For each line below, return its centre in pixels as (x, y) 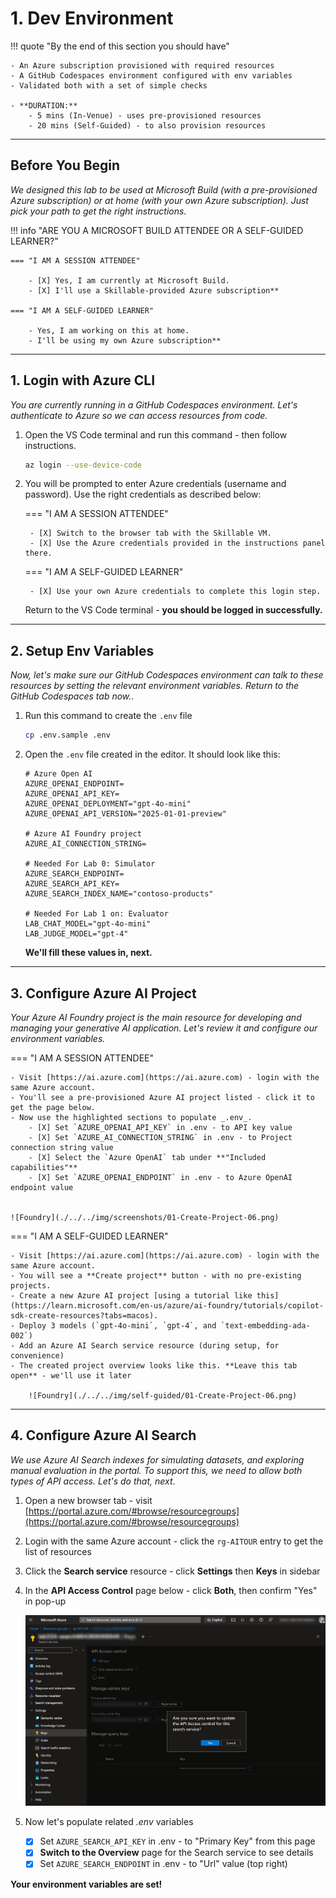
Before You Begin (65, 165)
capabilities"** (44, 1167)
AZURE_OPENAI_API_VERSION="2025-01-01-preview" (125, 814)
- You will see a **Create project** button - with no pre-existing (156, 1275)
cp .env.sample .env (67, 735)
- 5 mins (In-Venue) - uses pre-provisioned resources (145, 115)
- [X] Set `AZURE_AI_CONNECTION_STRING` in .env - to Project (160, 1137)
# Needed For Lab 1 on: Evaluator (96, 914)
